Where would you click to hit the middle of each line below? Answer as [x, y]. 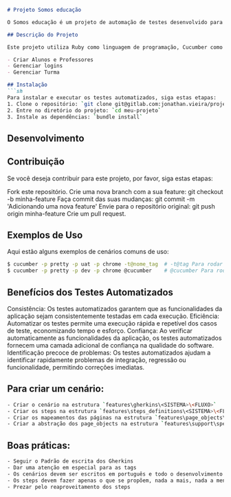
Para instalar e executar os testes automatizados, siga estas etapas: [112, 97]
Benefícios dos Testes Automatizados [90, 292]
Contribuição [36, 162]
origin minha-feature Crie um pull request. [67, 213]
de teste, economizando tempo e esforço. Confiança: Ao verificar [100, 330]
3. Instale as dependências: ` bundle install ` [75, 117]
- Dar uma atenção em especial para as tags [72, 467]
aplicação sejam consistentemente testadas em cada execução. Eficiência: [113, 316]
